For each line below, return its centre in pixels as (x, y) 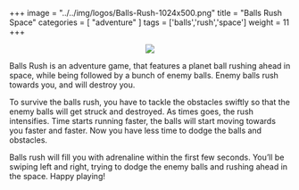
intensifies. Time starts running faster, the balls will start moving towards (143, 121)
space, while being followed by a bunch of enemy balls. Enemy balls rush (144, 75)
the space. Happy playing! (57, 176)
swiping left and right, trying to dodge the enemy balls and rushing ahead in (149, 167)
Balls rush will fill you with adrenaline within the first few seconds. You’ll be (147, 157)
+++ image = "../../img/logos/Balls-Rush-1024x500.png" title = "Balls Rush (146, 13)
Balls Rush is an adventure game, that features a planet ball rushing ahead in (150, 66)
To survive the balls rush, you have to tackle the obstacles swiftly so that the (149, 102)
